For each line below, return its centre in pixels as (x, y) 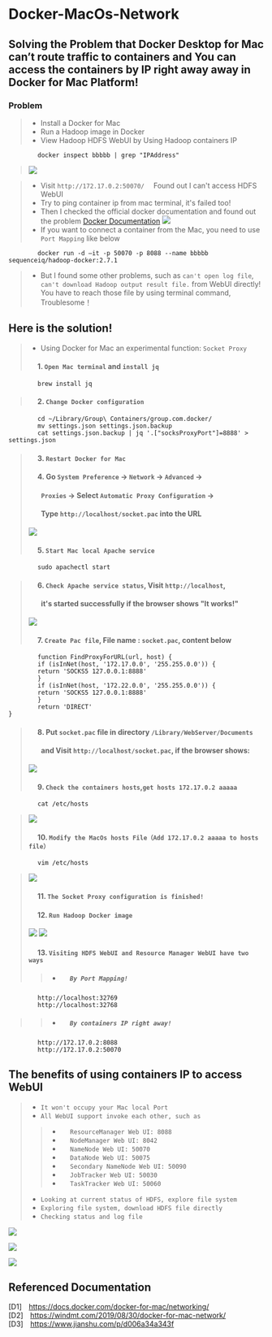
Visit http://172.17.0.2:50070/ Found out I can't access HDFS (149, 185)
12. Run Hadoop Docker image (85, 914)
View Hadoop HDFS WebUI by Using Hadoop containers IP (139, 140)
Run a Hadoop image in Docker (93, 132)
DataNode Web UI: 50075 (110, 1158)
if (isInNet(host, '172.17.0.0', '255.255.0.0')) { (127, 664)
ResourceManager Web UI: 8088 (121, 1132)
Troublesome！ (66, 302)
